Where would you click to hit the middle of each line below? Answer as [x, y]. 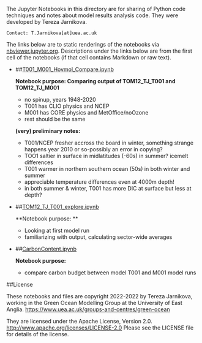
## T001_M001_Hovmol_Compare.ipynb [65, 69]
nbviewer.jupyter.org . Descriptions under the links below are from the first [99, 51]
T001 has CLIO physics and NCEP [67, 106]
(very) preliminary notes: [48, 131]
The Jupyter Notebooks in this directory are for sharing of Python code [96, 9]
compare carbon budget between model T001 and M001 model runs [110, 273]
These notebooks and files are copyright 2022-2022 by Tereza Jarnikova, [99, 296]
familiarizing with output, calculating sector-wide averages [98, 237]
